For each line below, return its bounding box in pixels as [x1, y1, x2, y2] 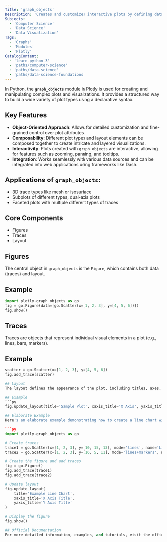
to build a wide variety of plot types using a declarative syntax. [5, 96, 134, 102]
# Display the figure [5, 514, 50, 519]
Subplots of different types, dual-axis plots [12, 194, 100, 200]
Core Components [5, 214, 63, 222]
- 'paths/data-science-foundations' [9, 72, 85, 77]
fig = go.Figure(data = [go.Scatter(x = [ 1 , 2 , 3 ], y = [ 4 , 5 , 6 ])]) [5, 303, 139, 308]
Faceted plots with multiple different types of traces [12, 199, 118, 205]
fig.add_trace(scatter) [5, 372, 55, 377]
